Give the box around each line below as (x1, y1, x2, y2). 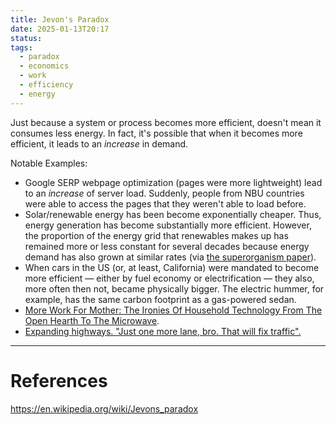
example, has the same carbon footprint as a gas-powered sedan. (24, 293, 297, 305)
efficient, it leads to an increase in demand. (10, 137, 189, 150)
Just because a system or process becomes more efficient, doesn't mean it (10, 116, 322, 128)
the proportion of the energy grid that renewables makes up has (24, 229, 289, 241)
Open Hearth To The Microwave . (24, 314, 160, 326)
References (10, 369, 108, 392)
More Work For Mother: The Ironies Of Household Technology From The (24, 304, 323, 316)
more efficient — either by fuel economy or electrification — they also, (24, 272, 315, 284)
